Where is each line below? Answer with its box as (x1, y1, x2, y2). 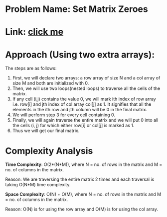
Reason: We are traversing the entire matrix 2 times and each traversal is (5, 176, 155, 182)
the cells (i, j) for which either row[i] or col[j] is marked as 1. (12, 123, 135, 129)
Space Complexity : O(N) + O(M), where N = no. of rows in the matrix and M (5, 191, 162, 197)
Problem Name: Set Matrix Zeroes (5, 3, 148, 15)
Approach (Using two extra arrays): (5, 49, 155, 60)
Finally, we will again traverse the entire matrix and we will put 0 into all (12, 117, 159, 123)
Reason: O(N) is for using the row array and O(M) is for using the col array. (5, 206, 159, 212)
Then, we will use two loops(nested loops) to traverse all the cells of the (12, 85, 161, 91)
